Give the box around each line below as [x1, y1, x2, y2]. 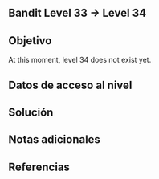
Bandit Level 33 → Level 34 [8, 6, 147, 20]
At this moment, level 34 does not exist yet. [8, 55, 152, 65]
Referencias [8, 160, 71, 173]
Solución [8, 105, 54, 119]
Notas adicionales [8, 132, 100, 147]
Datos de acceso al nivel [8, 78, 132, 92]
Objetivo [8, 34, 52, 47]
